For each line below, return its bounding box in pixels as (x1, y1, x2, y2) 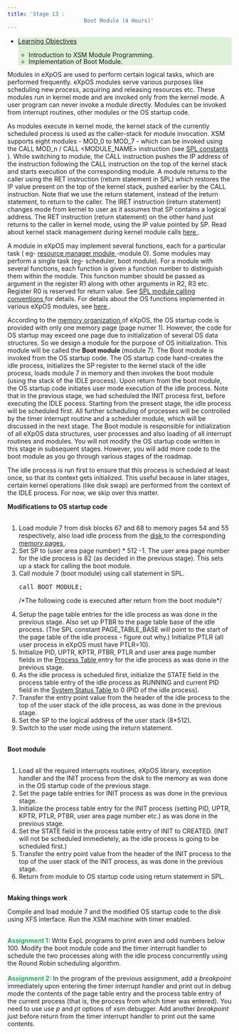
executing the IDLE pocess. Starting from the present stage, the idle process (7, 399, 231, 407)
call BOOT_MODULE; (18, 583, 83, 591)
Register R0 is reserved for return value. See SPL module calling (7, 286, 196, 296)
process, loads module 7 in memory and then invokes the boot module (7, 368, 214, 377)
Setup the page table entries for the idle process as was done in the (18, 610, 218, 618)
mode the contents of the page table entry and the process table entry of (7, 989, 222, 998)
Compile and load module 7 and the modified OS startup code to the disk (7, 907, 221, 916)
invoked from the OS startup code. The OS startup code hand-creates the (7, 353, 224, 362)
